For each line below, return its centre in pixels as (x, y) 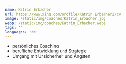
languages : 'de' (21, 32)
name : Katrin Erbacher (28, 9)
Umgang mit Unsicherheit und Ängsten (51, 56)
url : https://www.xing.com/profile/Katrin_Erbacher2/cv (63, 14)
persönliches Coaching (35, 46)
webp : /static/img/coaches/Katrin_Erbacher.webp (55, 23)
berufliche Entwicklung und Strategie (49, 51)
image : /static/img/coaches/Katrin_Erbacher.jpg (55, 18)
